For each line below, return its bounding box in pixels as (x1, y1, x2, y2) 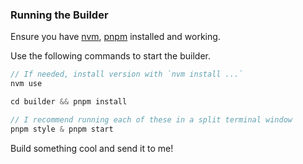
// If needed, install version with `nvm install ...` (10, 69, 244, 80)
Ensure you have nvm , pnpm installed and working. (10, 31, 221, 43)
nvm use (10, 79, 43, 89)
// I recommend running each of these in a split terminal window (10, 114, 293, 125)
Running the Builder (10, 8, 109, 22)
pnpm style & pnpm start (10, 124, 114, 134)
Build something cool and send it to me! (10, 142, 174, 154)
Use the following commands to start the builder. (10, 50, 211, 62)
